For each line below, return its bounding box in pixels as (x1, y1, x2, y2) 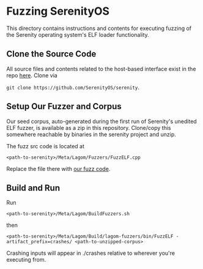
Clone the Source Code (6, 49, 97, 59)
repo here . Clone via (6, 72, 58, 79)
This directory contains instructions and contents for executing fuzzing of (6, 25, 192, 32)
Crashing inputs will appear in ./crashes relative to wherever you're (6, 249, 175, 257)
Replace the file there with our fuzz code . (6, 165, 111, 172)
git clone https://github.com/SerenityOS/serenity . (6, 83, 139, 91)
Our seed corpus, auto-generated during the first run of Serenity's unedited (6, 118, 197, 125)
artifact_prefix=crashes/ (6, 239, 72, 245)
